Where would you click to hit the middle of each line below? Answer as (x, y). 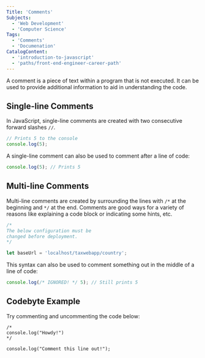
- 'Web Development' (38, 23)
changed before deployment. (42, 236)
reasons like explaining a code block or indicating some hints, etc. (89, 214)
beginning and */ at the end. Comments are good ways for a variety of (95, 207)
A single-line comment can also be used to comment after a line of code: (98, 156)
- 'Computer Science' (39, 29)
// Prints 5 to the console (42, 139)
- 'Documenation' (34, 46)
